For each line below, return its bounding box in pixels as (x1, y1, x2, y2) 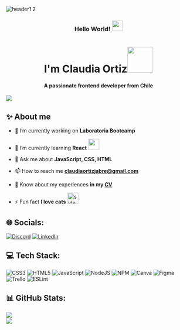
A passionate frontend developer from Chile (43, 82, 154, 89)
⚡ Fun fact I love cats (14, 198, 66, 205)
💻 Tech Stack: (6, 251, 60, 261)
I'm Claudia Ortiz (43, 62, 128, 76)
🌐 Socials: (6, 217, 45, 227)
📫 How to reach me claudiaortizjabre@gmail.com (14, 168, 139, 175)
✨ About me (6, 111, 51, 121)
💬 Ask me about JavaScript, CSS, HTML (14, 156, 113, 163)
